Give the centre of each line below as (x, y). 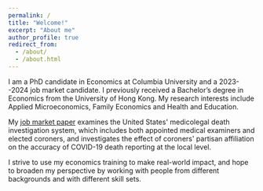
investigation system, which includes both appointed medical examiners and (131, 130)
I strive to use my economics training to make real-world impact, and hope (128, 162)
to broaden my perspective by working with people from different (114, 171)
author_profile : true (44, 37)
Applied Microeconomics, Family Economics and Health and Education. (124, 106)
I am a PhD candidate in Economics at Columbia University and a (113, 81)
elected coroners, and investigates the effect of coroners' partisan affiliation (131, 138)
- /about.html (38, 60)
